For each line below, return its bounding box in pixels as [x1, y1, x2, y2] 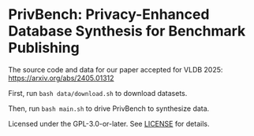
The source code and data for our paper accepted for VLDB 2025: [8, 64, 223, 74]
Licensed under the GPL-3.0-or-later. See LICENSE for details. [8, 119, 210, 128]
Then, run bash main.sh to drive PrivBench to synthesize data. [8, 104, 210, 113]
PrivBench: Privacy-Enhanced [8, 6, 210, 24]
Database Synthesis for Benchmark [8, 22, 246, 40]
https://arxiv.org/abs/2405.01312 [8, 73, 114, 83]
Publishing [8, 39, 80, 57]
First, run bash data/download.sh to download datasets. [8, 88, 188, 97]
